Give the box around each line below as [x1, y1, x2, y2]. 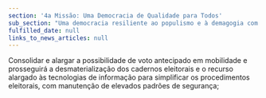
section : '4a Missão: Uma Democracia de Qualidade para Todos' [8, 11, 223, 20]
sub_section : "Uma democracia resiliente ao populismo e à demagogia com [8, 19, 259, 27]
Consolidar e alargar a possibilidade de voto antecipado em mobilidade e [8, 56, 248, 65]
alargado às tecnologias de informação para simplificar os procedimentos [8, 73, 250, 82]
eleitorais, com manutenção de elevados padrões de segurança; [8, 81, 220, 91]
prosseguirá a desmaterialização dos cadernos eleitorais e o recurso [8, 65, 233, 74]
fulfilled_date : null [8, 26, 80, 34]
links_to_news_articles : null [8, 33, 109, 42]
